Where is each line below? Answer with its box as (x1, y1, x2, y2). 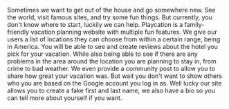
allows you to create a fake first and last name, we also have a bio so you (7, 86, 216, 95)
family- (184, 21, 205, 28)
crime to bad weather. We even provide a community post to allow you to (7, 65, 216, 72)
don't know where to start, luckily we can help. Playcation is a (7, 21, 183, 28)
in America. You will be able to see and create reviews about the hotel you (7, 43, 218, 50)
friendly (7, 28, 30, 36)
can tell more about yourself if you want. (7, 94, 122, 102)
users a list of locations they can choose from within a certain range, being (7, 35, 221, 43)
